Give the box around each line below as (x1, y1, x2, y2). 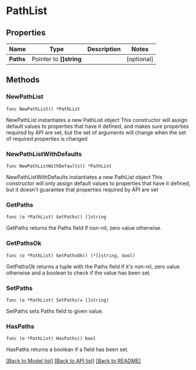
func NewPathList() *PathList (6, 106, 81, 112)
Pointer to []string (31, 55, 82, 63)
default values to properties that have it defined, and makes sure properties (6, 123, 190, 130)
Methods (6, 75, 40, 85)
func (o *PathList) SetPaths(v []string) (6, 297, 109, 303)
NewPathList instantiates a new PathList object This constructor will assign (6, 116, 188, 123)
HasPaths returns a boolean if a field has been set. (6, 346, 129, 353)
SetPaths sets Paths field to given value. (6, 308, 104, 315)
